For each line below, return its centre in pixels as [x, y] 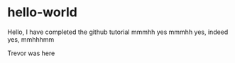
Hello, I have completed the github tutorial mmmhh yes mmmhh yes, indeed [118, 32]
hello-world [43, 12]
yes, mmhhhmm [31, 39]
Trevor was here [31, 53]
